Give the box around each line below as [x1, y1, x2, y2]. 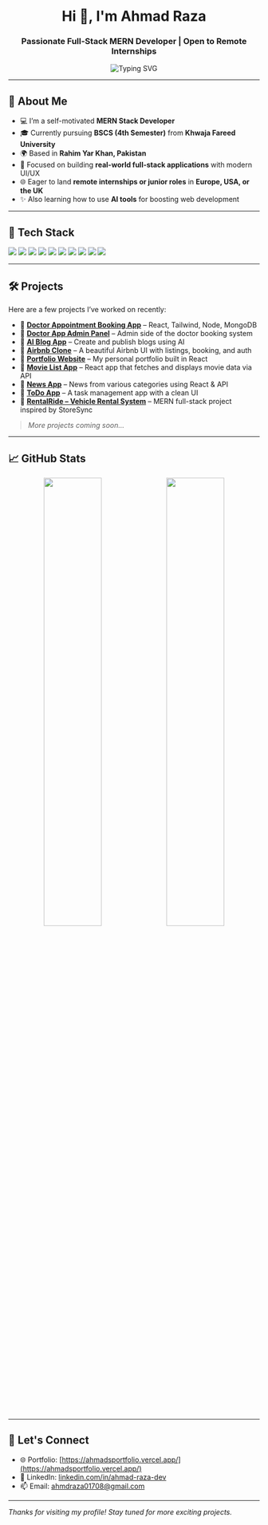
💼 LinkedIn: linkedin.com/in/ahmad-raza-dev [19, 1472, 167, 1482]
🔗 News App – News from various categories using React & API [19, 379, 229, 389]
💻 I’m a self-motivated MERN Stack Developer [19, 116, 175, 126]
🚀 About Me [8, 94, 68, 108]
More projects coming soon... [27, 420, 125, 430]
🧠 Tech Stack [8, 225, 75, 239]
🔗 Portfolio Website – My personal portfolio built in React [19, 354, 208, 363]
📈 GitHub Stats [8, 452, 86, 465]
